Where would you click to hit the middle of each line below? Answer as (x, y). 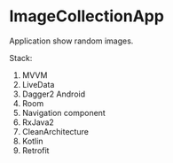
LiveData (38, 84)
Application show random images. (71, 41)
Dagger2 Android (54, 94)
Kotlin (32, 141)
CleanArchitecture (55, 131)
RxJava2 (38, 122)
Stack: (21, 58)
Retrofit (35, 150)
